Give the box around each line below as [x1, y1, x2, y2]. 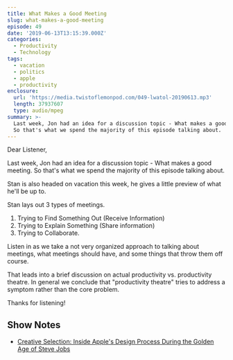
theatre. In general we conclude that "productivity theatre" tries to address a [7, 278, 225, 286]
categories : [7, 36, 42, 43]
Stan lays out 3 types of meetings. [7, 201, 105, 209]
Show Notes [7, 319, 61, 331]
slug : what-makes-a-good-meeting [7, 17, 104, 24]
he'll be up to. [7, 187, 46, 195]
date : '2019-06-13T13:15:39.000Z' [7, 29, 107, 37]
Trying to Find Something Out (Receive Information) [17, 214, 165, 222]
